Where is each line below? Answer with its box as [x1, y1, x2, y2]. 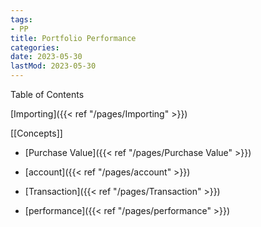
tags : [10, 14, 33, 25]
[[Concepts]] [10, 127, 63, 139]
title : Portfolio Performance [10, 33, 137, 43]
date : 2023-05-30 [10, 52, 83, 62]
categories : [10, 42, 60, 53]
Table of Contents [10, 89, 85, 100]
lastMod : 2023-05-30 [10, 61, 97, 71]
